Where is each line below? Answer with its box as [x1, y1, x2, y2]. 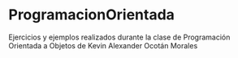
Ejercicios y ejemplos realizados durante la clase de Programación [8, 32, 231, 42]
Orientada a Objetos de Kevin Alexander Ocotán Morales [8, 40, 198, 50]
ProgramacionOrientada [8, 6, 175, 24]
